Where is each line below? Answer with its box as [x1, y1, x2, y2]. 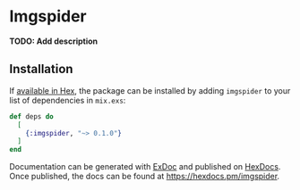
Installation [9, 62, 73, 77]
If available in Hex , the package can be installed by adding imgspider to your [9, 85, 291, 95]
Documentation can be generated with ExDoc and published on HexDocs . [9, 161, 281, 172]
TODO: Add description [9, 36, 99, 46]
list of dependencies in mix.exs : [9, 95, 126, 105]
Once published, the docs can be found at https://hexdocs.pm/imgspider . [9, 171, 280, 182]
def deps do [9, 112, 54, 121]
